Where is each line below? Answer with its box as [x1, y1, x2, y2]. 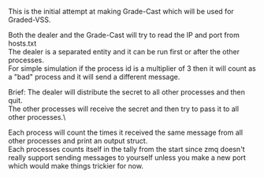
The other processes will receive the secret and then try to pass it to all [8, 104, 239, 113]
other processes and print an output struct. [8, 136, 148, 145]
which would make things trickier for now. [8, 161, 144, 170]
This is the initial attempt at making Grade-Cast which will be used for [8, 7, 234, 16]
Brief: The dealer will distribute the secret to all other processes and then [8, 87, 246, 97]
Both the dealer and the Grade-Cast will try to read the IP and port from [8, 31, 240, 39]
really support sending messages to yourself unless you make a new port [8, 153, 247, 162]
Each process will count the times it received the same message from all [8, 128, 243, 137]
